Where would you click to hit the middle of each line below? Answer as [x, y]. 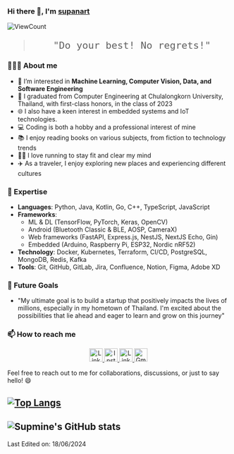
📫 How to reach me [42, 335]
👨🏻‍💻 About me [32, 66]
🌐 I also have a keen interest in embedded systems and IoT [103, 111]
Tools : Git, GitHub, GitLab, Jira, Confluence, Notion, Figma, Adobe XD [119, 267]
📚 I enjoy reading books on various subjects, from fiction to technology [122, 138]
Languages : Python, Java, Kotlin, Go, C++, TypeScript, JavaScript [113, 207]
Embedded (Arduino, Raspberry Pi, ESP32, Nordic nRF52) [112, 244]
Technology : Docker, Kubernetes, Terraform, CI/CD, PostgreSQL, [112, 252]
